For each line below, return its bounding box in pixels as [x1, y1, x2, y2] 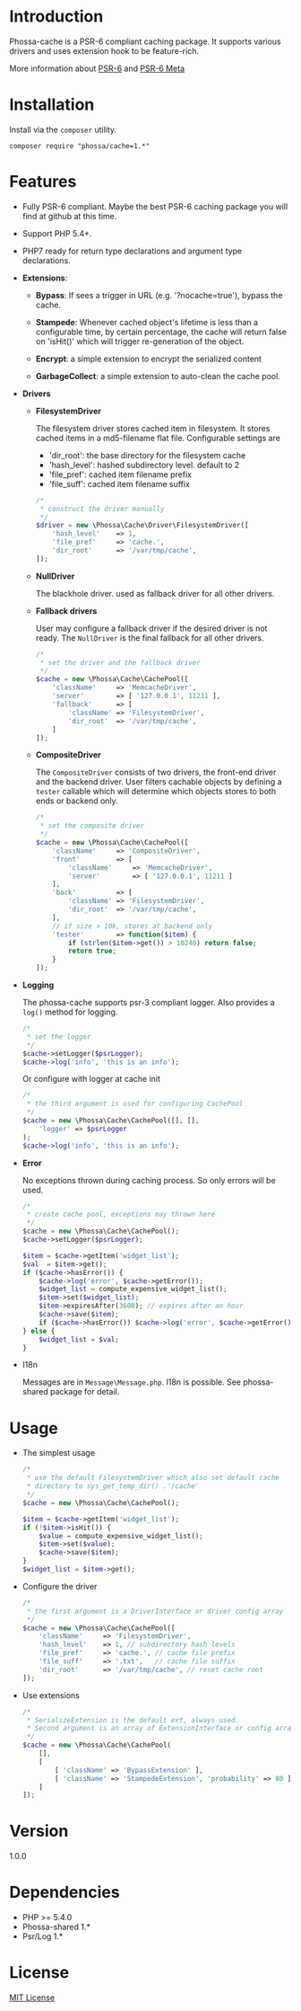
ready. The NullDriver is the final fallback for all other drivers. [35, 632, 264, 643]
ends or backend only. [35, 795, 118, 806]
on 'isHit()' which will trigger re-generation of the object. [35, 335, 245, 347]
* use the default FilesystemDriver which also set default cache [26, 1474, 279, 1483]
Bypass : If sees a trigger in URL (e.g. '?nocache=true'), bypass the [35, 289, 283, 300]
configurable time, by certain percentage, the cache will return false [35, 326, 287, 337]
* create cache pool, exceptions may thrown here [26, 1210, 216, 1219]
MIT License [9, 1992, 56, 2003]
